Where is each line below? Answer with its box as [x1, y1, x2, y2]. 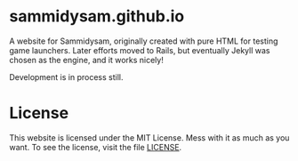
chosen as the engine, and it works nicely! [9, 54, 165, 65]
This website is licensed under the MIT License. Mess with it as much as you [9, 132, 290, 143]
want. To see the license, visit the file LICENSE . [9, 141, 182, 152]
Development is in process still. [9, 71, 124, 82]
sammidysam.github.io [9, 6, 185, 27]
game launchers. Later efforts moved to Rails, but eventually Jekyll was [9, 44, 270, 55]
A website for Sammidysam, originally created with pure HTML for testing [9, 36, 278, 46]
